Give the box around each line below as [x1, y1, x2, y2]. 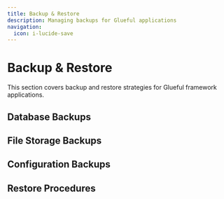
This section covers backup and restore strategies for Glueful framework [7, 83, 217, 92]
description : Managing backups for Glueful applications [7, 17, 177, 24]
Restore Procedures [7, 182, 96, 194]
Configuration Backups [7, 158, 111, 170]
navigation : [7, 23, 42, 30]
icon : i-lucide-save [13, 29, 73, 37]
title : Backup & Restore [7, 10, 80, 18]
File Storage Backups [7, 135, 102, 146]
